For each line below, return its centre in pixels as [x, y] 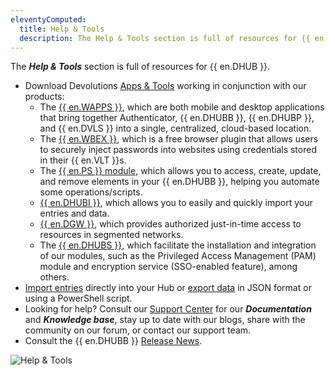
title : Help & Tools [62, 29]
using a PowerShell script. [78, 298]
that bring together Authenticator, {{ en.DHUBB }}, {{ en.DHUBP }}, [177, 118]
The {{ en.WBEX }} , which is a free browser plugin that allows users [179, 139]
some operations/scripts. [91, 192]
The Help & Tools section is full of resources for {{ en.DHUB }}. [140, 67]
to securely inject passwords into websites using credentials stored [178, 150]
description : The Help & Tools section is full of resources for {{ [165, 38]
